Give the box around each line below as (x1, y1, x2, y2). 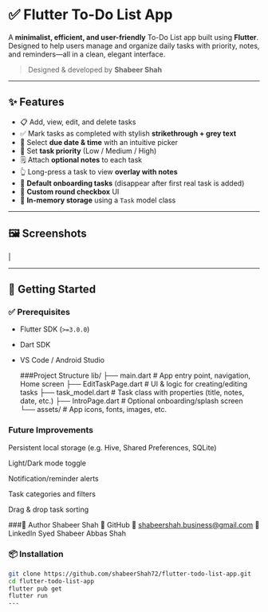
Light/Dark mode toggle (8, 458, 86, 468)
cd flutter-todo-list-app (8, 577, 94, 585)
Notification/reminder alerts (8, 473, 99, 483)
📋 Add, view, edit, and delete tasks (19, 117, 136, 127)
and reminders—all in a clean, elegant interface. (8, 49, 166, 59)
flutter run (8, 592, 48, 600)
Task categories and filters (8, 488, 96, 499)
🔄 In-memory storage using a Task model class (19, 195, 176, 205)
